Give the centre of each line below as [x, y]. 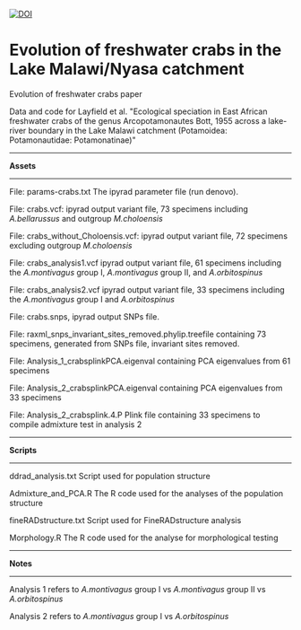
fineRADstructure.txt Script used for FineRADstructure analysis [125, 520]
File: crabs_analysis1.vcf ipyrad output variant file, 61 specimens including [146, 262]
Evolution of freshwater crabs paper [76, 93]
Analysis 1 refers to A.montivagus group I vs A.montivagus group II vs [138, 589]
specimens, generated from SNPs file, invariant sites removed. [125, 343]
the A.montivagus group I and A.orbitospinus [92, 299]
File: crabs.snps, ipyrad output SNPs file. [84, 316]
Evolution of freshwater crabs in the [146, 50]
